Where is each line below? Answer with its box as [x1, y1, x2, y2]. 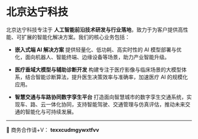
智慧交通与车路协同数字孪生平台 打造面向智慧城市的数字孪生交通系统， [14, 93, 187, 101]
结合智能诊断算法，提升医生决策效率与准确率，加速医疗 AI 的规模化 [25, 73, 189, 80]
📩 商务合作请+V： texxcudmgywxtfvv [6, 126, 100, 133]
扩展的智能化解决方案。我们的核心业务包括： [21, 33, 130, 40]
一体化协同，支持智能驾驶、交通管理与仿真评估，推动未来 [45, 101, 186, 108]
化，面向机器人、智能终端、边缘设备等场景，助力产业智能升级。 [14, 53, 170, 60]
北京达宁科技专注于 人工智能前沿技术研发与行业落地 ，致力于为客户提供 [6, 26, 178, 33]
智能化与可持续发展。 [25, 108, 77, 115]
